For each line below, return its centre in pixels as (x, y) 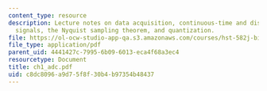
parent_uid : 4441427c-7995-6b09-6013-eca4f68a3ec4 (94, 52)
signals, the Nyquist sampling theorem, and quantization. (115, 30)
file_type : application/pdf (55, 45)
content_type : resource (48, 15)
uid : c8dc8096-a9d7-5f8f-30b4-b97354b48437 (81, 74)
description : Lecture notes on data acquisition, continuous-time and (128, 23)
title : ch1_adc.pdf (41, 67)
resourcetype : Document (48, 60)
